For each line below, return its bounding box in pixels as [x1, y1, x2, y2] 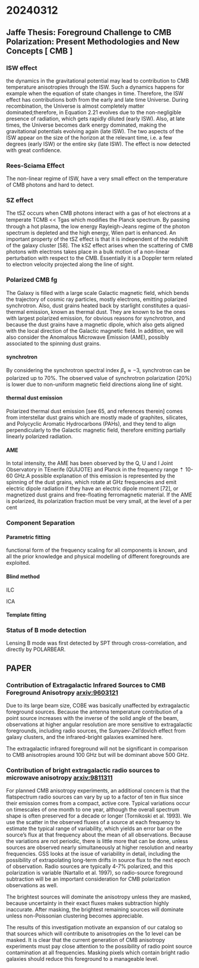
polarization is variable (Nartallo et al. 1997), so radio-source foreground [6, 869, 183, 876]
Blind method [6, 573, 40, 580]
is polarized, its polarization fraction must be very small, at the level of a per [6, 498, 192, 505]
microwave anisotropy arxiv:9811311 [6, 774, 113, 782]
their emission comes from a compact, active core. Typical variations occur [6, 800, 191, 807]
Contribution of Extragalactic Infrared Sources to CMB [6, 681, 166, 689]
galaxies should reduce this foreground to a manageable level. [6, 956, 159, 963]
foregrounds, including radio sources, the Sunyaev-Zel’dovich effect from [6, 727, 186, 734]
